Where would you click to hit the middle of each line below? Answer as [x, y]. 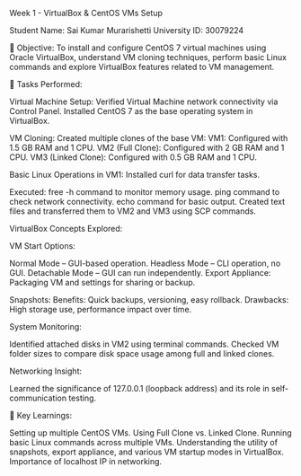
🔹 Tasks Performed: [46, 84]
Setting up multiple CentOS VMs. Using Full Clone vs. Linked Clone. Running [150, 433]
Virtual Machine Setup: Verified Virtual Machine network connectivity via [144, 101]
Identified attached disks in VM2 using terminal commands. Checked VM [144, 344]
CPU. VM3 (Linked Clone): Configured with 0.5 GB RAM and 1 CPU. [133, 157]
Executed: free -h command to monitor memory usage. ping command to [145, 192]
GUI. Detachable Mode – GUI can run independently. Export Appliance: [140, 273]
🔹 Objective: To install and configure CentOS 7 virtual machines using [138, 48]
